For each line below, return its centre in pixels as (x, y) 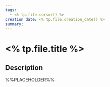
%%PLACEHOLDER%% (30, 80)
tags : (11, 10)
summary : (14, 24)
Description (24, 68)
